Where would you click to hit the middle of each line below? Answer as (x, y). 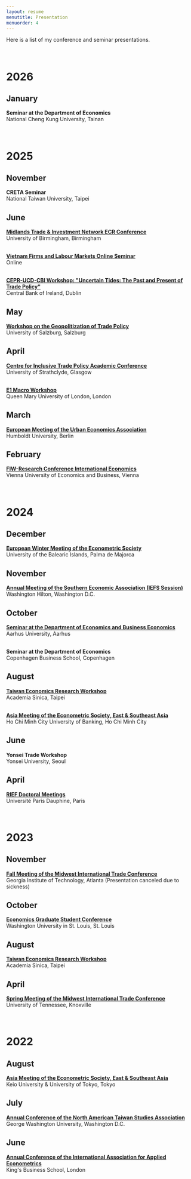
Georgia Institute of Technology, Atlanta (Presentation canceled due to (93, 880)
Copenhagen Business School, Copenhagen (61, 658)
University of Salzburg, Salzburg (46, 333)
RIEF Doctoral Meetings (36, 794)
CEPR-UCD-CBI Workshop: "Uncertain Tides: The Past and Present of (95, 281)
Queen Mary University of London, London (59, 396)
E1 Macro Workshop (31, 390)
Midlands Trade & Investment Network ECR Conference (76, 232)
